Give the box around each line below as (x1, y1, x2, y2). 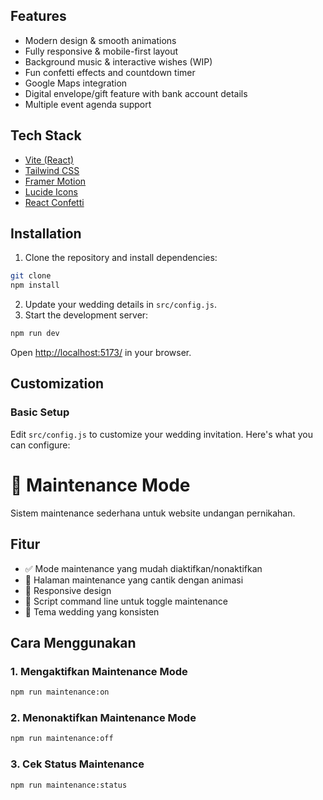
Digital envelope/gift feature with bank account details (24, 87, 248, 99)
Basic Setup (10, 405, 70, 419)
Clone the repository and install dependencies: (24, 252, 218, 264)
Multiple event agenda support (24, 98, 152, 110)
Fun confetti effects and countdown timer (24, 66, 196, 78)
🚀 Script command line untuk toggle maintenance (24, 595, 228, 607)
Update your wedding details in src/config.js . (24, 299, 218, 311)
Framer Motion (24, 175, 87, 187)
